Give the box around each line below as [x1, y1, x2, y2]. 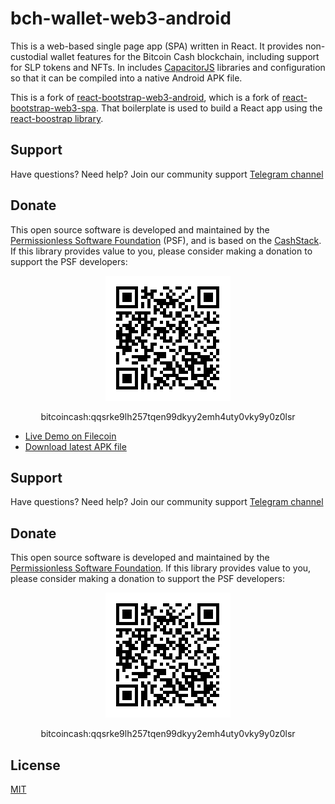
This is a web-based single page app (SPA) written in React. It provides [10, 40, 303, 52]
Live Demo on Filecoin [24, 430, 117, 442]
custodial [10, 50, 48, 62]
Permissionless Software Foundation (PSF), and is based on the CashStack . [10, 234, 322, 246]
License [10, 757, 61, 774]
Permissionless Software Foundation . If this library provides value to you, [10, 562, 312, 574]
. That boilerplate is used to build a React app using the [95, 102, 323, 114]
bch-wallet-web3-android [10, 7, 232, 30]
